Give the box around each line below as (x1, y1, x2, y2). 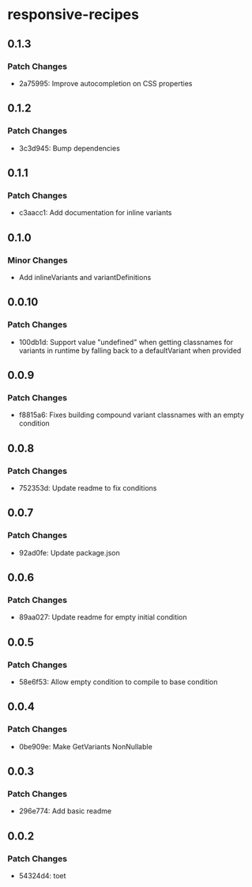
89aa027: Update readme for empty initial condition (18, 612, 187, 622)
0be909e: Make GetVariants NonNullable (18, 741, 153, 751)
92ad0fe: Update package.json (18, 548, 120, 557)
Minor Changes (7, 255, 68, 266)
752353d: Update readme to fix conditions (18, 483, 157, 492)
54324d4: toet (18, 871, 66, 881)
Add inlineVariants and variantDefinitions (18, 272, 152, 282)
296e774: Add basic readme (18, 806, 112, 816)
